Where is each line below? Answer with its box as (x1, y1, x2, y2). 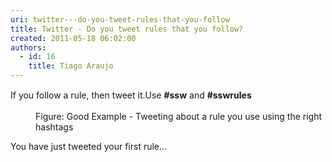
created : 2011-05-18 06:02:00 (10, 33, 137, 43)
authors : (10, 42, 47, 53)
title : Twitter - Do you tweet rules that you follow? (10, 24, 244, 34)
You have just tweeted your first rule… (10, 140, 168, 152)
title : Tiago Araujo (28, 61, 114, 71)
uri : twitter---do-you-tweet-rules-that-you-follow (10, 14, 230, 25)
